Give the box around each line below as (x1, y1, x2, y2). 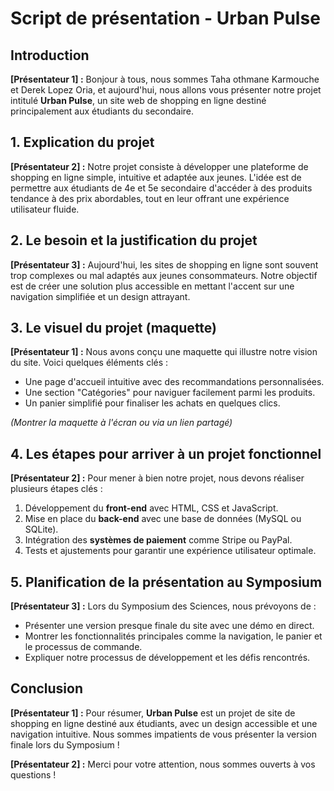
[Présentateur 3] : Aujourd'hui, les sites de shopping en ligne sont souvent (10, 258, 319, 271)
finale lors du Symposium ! (10, 738, 120, 751)
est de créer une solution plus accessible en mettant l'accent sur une (10, 280, 295, 292)
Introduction (10, 47, 90, 64)
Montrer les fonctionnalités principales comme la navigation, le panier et (24, 630, 323, 642)
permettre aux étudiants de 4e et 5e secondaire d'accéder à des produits (10, 182, 313, 194)
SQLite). (24, 523, 59, 536)
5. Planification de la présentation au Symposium (10, 573, 323, 591)
